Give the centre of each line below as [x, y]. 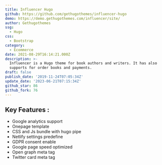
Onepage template [31, 126]
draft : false [18, 72]
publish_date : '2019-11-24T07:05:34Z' [44, 77]
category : [15, 45]
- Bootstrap [22, 41]
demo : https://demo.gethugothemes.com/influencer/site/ [63, 18]
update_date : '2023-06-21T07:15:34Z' [43, 81]
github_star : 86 [21, 86]
